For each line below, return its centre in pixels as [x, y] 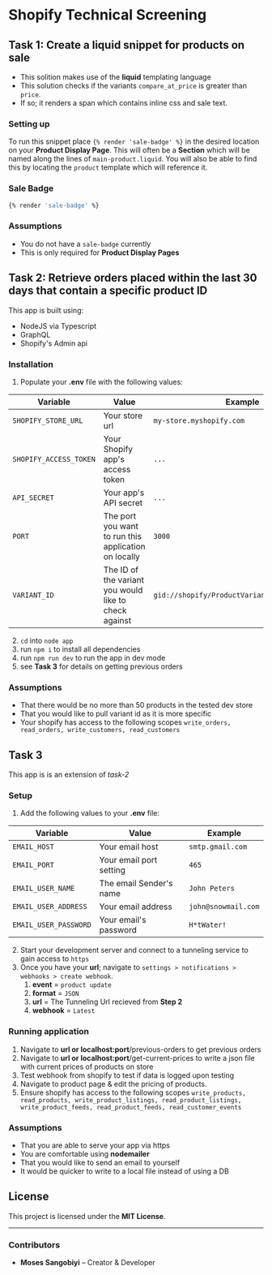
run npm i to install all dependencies [80, 649]
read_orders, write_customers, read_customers [100, 730]
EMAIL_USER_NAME [44, 889]
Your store [123, 416]
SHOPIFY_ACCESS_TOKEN [54, 459]
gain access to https [55, 958]
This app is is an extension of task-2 [69, 774]
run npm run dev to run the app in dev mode [93, 657]
